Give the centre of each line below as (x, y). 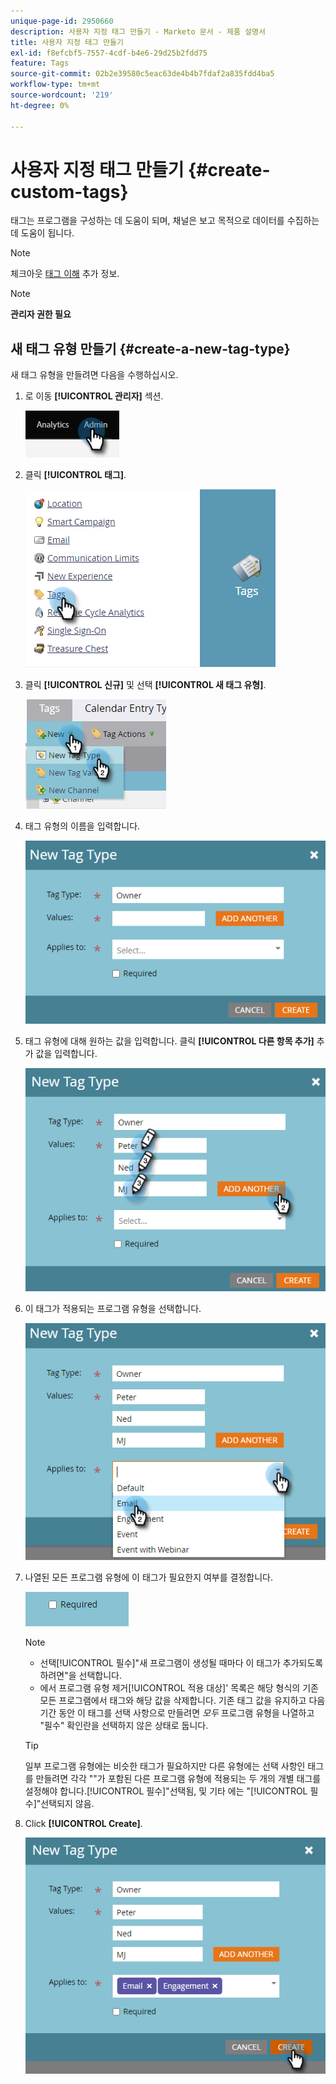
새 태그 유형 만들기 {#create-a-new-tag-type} (150, 348)
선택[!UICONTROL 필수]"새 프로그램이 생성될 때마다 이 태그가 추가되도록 (181, 1663)
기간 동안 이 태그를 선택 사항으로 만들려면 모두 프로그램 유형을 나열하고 (177, 1713)
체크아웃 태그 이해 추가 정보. (65, 274)
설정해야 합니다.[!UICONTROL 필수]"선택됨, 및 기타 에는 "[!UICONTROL (166, 1791)
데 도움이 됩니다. (42, 233)
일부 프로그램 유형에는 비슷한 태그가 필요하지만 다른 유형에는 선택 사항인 (165, 1766)
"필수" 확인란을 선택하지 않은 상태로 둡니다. (124, 1726)
